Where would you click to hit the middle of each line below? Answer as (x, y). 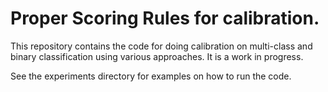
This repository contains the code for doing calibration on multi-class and (161, 46)
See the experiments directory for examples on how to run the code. (151, 76)
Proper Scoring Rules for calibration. (165, 18)
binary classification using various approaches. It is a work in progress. (157, 56)
